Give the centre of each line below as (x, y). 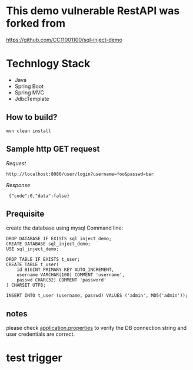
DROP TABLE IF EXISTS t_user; (43, 260)
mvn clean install (29, 131)
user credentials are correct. (41, 334)
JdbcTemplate (32, 99)
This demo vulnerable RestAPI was (93, 11)
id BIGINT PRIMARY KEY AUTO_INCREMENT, (66, 270)
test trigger (34, 358)
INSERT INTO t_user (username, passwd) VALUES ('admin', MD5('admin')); (97, 296)
